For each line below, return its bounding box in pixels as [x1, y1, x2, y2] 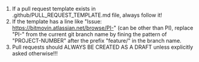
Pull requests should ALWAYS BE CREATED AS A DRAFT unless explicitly [11, 43, 194, 51]
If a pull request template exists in [11, 5, 96, 12]
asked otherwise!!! [11, 50, 58, 57]
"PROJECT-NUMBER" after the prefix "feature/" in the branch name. [11, 37, 182, 44]
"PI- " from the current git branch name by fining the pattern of [11, 31, 167, 38]
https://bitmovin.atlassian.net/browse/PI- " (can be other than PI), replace [11, 24, 194, 31]
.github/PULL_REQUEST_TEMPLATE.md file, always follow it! [11, 11, 163, 19]
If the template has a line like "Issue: [11, 18, 103, 25]
